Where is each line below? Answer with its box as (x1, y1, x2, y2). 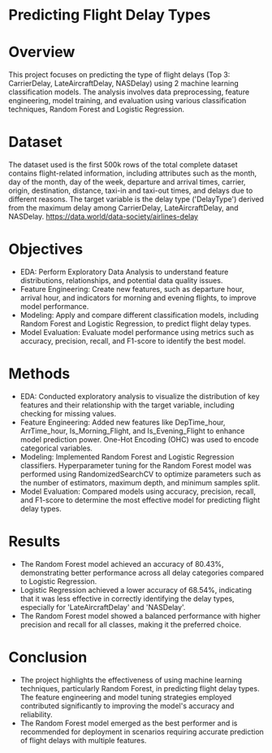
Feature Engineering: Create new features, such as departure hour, (19, 285, 244, 294)
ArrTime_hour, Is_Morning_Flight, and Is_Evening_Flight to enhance (19, 425, 245, 436)
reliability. (19, 709, 53, 719)
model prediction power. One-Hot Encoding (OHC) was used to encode (19, 434, 259, 444)
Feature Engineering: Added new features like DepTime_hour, (19, 417, 226, 427)
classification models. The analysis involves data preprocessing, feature (8, 87, 250, 97)
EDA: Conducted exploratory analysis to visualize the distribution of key (19, 391, 260, 401)
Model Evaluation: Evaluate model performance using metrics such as (19, 328, 254, 337)
